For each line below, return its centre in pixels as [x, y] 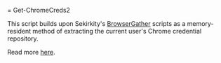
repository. [23, 38]
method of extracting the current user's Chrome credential [117, 31]
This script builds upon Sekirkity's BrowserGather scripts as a [96, 23]
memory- [200, 23]
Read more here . [31, 52]
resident [19, 31]
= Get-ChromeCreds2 [39, 10]
